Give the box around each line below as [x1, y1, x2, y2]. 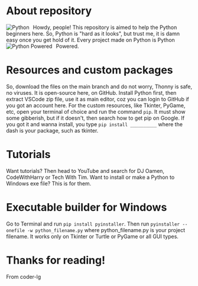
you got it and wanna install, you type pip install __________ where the [6, 120, 183, 128]
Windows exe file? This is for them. [6, 179, 92, 187]
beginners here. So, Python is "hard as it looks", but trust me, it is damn [6, 30, 180, 37]
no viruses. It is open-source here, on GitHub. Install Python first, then [6, 89, 177, 96]
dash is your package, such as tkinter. [6, 127, 99, 134]
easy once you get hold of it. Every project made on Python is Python [6, 36, 176, 43]
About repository [6, 4, 92, 18]
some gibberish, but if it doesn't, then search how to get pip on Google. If [6, 114, 185, 121]
